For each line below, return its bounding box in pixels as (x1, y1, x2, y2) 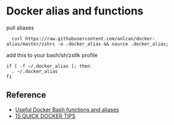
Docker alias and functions (6, 4, 144, 18)
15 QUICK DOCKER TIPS (14, 112, 76, 120)
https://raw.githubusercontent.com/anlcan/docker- (25, 35, 155, 41)
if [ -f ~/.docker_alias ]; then (6, 63, 91, 69)
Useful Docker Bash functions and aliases (14, 106, 120, 113)
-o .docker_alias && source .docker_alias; (57, 41, 169, 47)
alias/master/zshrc (6, 41, 56, 47)
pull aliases (6, 24, 34, 31)
